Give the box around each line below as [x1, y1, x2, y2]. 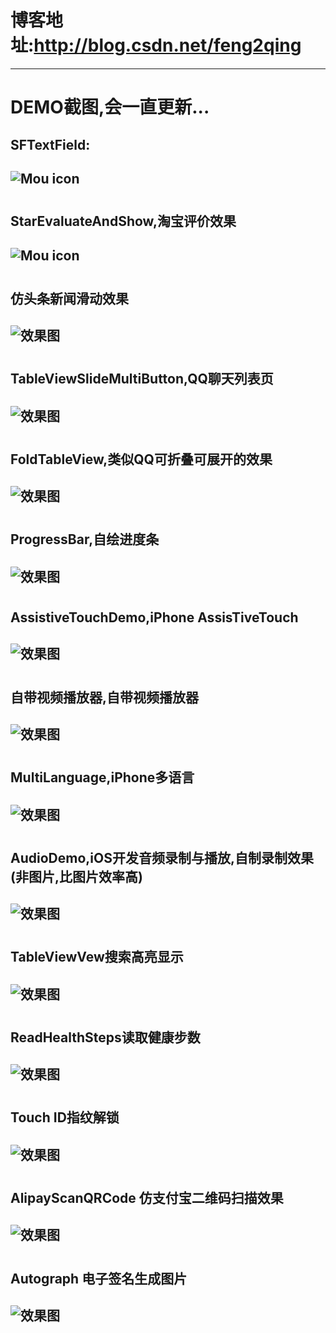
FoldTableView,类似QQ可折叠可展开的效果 [10, 451, 273, 468]
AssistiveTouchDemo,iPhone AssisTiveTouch [10, 609, 299, 626]
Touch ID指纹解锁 [10, 1109, 120, 1126]
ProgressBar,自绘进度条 [10, 531, 160, 548]
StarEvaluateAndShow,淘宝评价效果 [10, 213, 237, 230]
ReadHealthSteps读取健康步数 [10, 1029, 201, 1046]
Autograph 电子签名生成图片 [10, 1270, 188, 1287]
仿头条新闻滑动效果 [10, 290, 129, 307]
